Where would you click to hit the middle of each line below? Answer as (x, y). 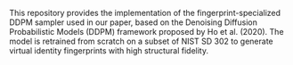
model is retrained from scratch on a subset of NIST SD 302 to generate (141, 41)
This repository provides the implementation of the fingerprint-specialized (145, 13)
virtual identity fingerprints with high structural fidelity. (109, 51)
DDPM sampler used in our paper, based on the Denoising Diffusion (134, 22)
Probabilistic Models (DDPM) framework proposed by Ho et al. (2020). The (146, 32)
